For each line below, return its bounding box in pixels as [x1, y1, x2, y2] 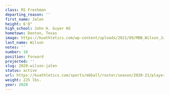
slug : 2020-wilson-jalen [5, 63, 57, 68]
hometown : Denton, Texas [5, 31, 57, 36]
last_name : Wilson [5, 40, 44, 45]
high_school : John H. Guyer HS [5, 26, 71, 31]
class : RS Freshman [5, 7, 46, 13]
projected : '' [5, 59, 35, 64]
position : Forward [5, 54, 44, 59]
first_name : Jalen [5, 17, 44, 22]
